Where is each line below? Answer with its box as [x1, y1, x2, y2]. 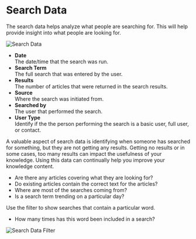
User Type [14, 114, 41, 121]
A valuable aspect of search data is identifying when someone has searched [6, 138, 191, 145]
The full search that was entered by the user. [14, 70, 123, 77]
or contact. [14, 127, 42, 134]
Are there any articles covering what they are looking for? [14, 174, 153, 181]
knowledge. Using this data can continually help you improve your [6, 156, 165, 163]
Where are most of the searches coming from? [14, 186, 128, 193]
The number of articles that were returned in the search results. [14, 83, 168, 90]
